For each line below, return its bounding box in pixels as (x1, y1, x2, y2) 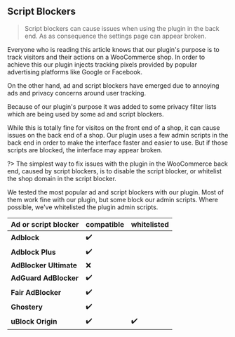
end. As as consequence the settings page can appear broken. (24, 32, 207, 40)
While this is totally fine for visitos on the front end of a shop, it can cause (7, 123, 220, 132)
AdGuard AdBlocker (11, 273, 79, 283)
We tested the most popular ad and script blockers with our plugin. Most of (7, 187, 224, 196)
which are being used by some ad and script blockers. (7, 110, 164, 118)
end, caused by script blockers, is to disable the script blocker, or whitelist (7, 166, 222, 175)
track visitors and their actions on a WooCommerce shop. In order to (7, 53, 206, 61)
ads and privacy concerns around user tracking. (7, 88, 146, 97)
